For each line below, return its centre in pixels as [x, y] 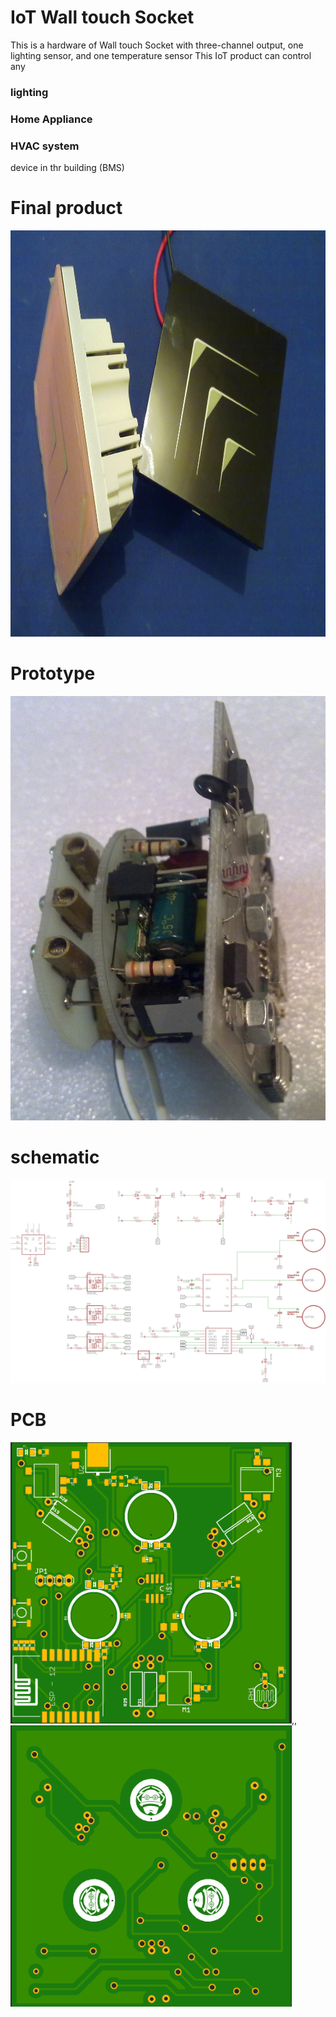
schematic [55, 1157]
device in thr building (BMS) [67, 168]
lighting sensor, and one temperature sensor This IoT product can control [161, 55]
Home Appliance [51, 119]
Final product [66, 208]
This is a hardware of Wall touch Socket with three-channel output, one [157, 45]
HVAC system [45, 146]
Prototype [53, 673]
